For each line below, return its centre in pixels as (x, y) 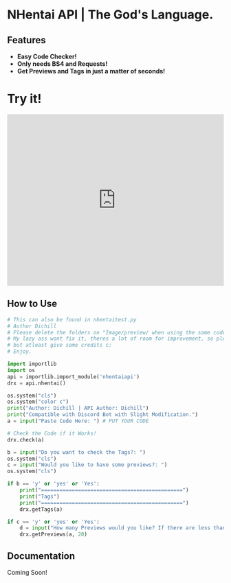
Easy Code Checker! (47, 56)
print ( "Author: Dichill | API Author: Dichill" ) (78, 409)
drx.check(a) (26, 439)
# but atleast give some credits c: (59, 345)
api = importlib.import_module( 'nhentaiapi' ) (73, 377)
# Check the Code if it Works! (52, 433)
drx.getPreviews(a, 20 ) (54, 535)
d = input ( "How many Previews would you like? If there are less (115, 528)
